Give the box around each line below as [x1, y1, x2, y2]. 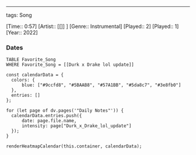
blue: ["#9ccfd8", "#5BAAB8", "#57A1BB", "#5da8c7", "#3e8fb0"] [21, 82, 181, 88]
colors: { [11, 77, 35, 83]
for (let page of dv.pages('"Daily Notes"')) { [6, 108, 124, 114]
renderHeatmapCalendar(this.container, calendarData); [6, 143, 142, 149]
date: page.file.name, [21, 118, 77, 124]
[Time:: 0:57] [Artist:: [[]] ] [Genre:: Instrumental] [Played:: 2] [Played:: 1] [6, 23, 179, 30]
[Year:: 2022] [6, 29, 38, 36]
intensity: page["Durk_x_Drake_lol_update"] [21, 123, 132, 129]
